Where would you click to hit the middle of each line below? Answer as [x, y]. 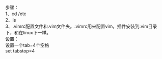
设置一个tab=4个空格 [27, 45]
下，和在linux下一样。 [28, 33]
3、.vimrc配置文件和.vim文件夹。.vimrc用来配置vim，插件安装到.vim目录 [81, 26]
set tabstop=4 [20, 51]
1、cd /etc [16, 14]
